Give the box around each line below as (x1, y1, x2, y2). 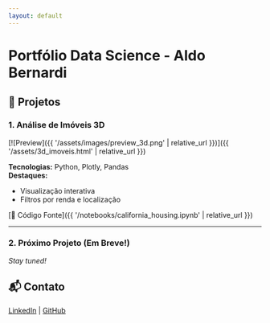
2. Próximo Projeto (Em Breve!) (8, 238, 130, 249)
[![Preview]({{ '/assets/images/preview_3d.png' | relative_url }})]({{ (8, 137, 229, 147)
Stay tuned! (8, 256, 47, 265)
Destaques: (8, 170, 48, 180)
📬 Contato (8, 280, 66, 294)
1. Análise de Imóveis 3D (8, 120, 105, 131)
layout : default (8, 11, 63, 20)
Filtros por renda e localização (19, 194, 121, 204)
